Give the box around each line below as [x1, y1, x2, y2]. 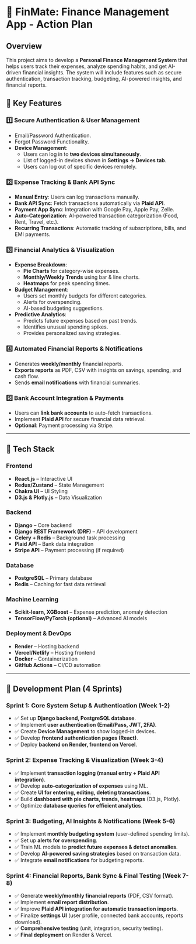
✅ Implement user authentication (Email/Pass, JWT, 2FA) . [14, 721, 157, 728]
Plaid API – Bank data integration [14, 540, 94, 547]
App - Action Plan [6, 18, 93, 31]
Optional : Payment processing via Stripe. [14, 422, 114, 429]
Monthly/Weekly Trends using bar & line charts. [23, 273, 140, 281]
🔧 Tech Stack [6, 444, 55, 454]
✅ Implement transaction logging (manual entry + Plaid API [14, 769, 160, 777]
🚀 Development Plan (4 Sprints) [6, 684, 123, 694]
